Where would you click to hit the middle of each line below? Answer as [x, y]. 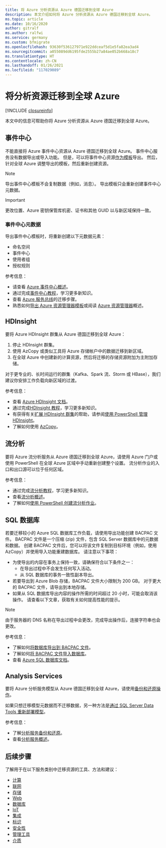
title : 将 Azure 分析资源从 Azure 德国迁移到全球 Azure [59, 10]
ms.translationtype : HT [30, 56]
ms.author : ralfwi [24, 33]
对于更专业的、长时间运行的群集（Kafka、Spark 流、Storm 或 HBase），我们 [83, 374]
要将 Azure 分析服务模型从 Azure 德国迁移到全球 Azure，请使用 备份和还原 [81, 689]
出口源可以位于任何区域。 [40, 469]
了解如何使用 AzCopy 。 [36, 426]
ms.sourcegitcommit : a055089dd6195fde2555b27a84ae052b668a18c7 [72, 51]
